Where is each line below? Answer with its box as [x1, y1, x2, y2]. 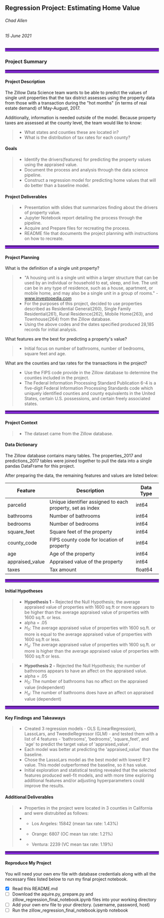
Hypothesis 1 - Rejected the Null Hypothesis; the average [24, 598, 140, 605]
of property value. [24, 210, 61, 215]
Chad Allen [5, 17, 28, 23]
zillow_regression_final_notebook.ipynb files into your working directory [12, 897, 157, 902]
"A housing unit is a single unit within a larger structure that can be [24, 275, 158, 280]
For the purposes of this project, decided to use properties [24, 300, 143, 307]
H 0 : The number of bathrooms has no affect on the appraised [24, 678, 148, 685]
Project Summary [5, 58, 47, 65]
